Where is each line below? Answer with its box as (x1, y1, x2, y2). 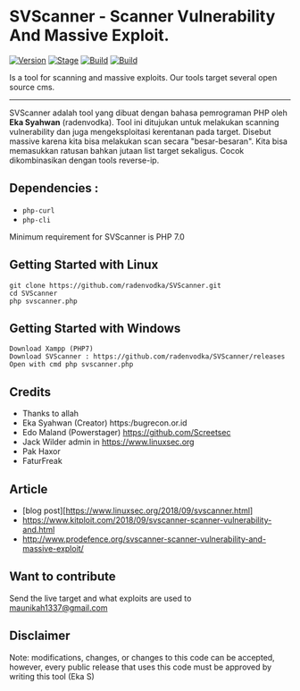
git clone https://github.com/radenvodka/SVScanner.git (9, 281, 221, 290)
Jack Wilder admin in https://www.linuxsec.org (21, 436, 195, 448)
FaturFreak (21, 456, 62, 467)
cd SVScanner (9, 289, 58, 298)
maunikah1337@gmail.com (9, 602, 108, 613)
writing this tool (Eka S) (9, 670, 96, 681)
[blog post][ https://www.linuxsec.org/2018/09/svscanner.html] (21, 505, 254, 516)
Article (9, 481, 48, 497)
